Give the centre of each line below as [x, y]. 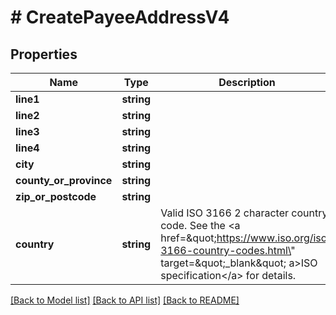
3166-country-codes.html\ [226, 250]
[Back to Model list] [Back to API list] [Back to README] [125, 300]
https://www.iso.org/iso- [275, 238]
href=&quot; [188, 238]
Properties [44, 54]
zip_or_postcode [56, 196]
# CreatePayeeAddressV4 [120, 17]
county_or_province [64, 180]
